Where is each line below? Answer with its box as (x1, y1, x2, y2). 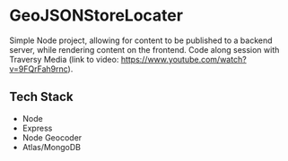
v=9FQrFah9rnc (9, 64, 69, 74)
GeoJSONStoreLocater (9, 5, 184, 26)
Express (22, 123, 53, 133)
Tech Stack (9, 89, 74, 105)
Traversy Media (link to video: (9, 54, 119, 64)
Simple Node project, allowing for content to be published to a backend (9, 35, 273, 46)
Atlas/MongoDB (22, 141, 82, 152)
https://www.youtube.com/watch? (120, 54, 247, 64)
